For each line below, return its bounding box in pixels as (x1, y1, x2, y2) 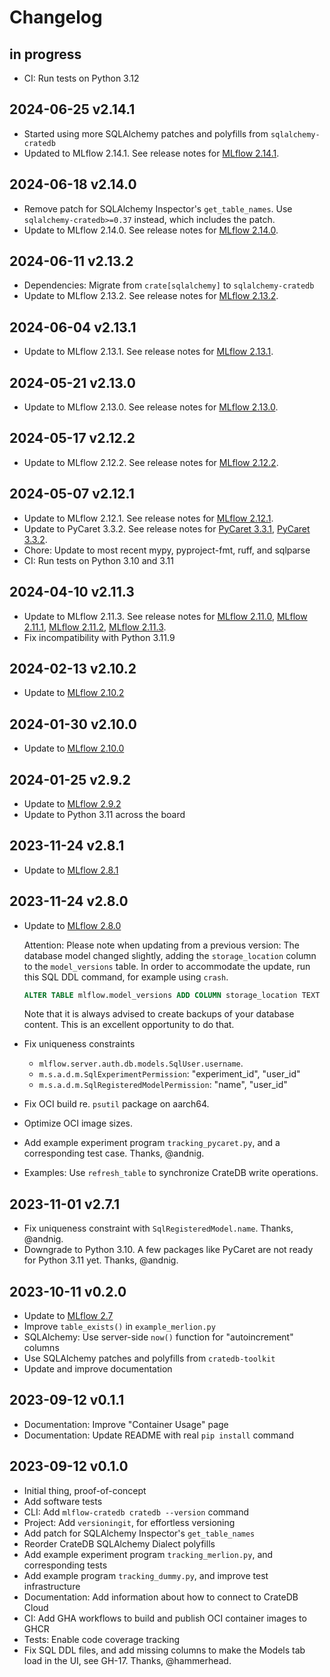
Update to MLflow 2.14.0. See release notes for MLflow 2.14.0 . (23, 224, 279, 236)
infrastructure (23, 1580, 81, 1592)
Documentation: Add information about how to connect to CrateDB (23, 1591, 299, 1603)
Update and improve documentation (23, 1363, 173, 1375)
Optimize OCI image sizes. (23, 1117, 134, 1130)
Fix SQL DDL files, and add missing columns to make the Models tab (23, 1644, 306, 1656)
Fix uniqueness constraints (23, 1038, 136, 1050)
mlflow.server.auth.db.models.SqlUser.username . (38, 1057, 244, 1070)
